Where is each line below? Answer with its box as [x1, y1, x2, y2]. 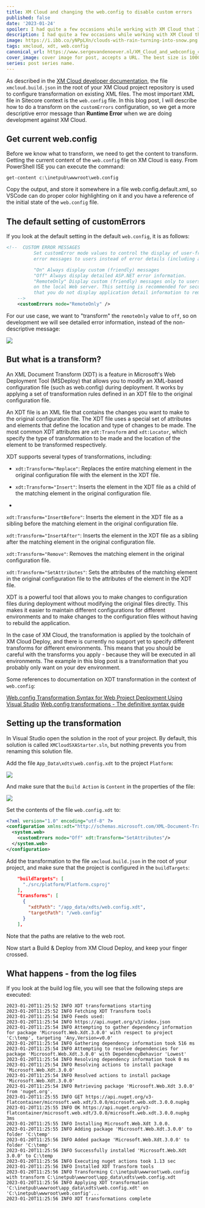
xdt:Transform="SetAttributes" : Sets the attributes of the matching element [6, 568, 198, 576]
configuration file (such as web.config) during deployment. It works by [6, 383, 184, 391]
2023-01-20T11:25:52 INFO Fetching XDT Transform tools [6, 1008, 151, 1015]
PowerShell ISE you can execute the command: [6, 163, 125, 170]
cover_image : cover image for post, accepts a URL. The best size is [6, 54, 187, 61]
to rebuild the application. [6, 619, 71, 626]
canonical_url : [6, 49, 45, 55]
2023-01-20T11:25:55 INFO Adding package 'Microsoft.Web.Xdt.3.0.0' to [6, 1126, 192, 1133]
